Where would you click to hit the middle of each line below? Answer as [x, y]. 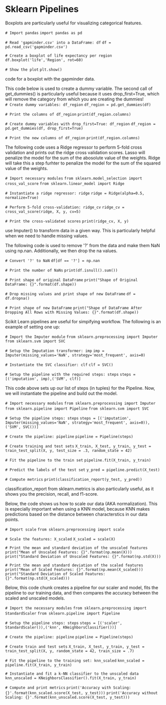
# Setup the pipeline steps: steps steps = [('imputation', [68, 418]
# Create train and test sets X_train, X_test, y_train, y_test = [75, 647]
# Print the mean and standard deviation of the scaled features [74, 565]
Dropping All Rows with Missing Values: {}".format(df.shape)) [72, 312]
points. [12, 519]
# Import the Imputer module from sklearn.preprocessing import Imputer [82, 337]
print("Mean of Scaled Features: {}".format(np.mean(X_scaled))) [74, 570]
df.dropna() [17, 298]
